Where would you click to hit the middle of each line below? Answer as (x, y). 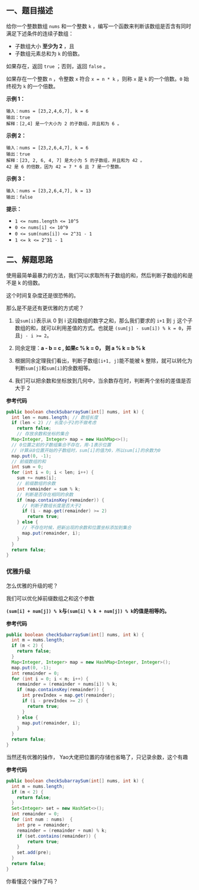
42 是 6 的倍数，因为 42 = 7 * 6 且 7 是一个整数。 (65, 167)
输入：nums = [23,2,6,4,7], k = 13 (49, 191)
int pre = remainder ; (43, 825)
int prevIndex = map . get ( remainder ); (68, 695)
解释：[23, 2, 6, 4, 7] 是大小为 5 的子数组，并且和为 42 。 (76, 160)
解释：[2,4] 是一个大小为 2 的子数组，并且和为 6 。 (64, 123)
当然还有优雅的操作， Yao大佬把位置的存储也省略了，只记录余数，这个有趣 (97, 757)
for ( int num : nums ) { (42, 820)
